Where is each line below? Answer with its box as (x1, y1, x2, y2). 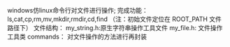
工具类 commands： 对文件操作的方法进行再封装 (7, 32, 147, 41)
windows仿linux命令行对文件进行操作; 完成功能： (7, 6, 148, 14)
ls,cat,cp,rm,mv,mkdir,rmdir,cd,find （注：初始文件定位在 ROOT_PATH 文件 (7, 15, 222, 23)
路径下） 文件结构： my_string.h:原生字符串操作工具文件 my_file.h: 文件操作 (7, 24, 223, 32)
